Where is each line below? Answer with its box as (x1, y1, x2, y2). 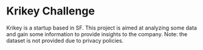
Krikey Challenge (6, 4, 95, 18)
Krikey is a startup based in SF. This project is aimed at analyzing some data (6, 24, 198, 31)
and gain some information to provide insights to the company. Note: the (6, 30, 188, 37)
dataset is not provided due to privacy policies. (6, 37, 124, 44)
